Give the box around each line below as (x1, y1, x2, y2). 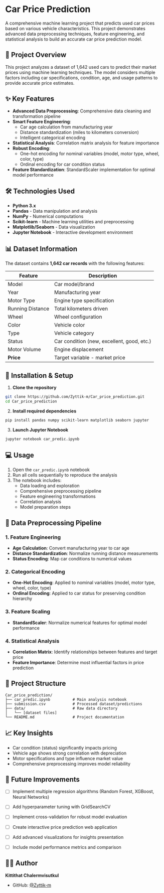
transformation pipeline (12, 113, 61, 119)
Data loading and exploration (20, 483, 80, 489)
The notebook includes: (12, 478, 62, 484)
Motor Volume (8, 346, 41, 353)
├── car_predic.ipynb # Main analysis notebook (5, 697, 127, 702)
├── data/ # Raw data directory (5, 706, 118, 711)
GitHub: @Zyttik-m (12, 882, 52, 888)
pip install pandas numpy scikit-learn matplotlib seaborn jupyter (5, 417, 149, 422)
